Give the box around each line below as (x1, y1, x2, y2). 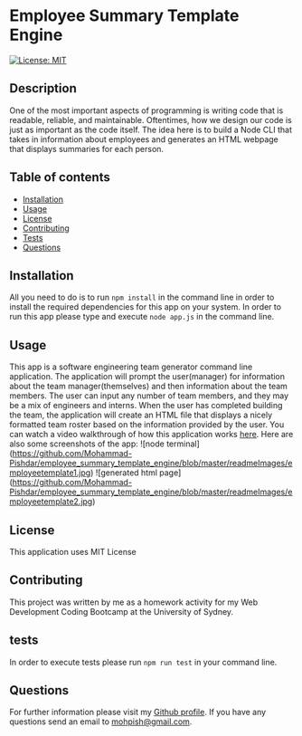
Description (9, 81, 77, 96)
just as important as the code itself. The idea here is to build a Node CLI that (9, 124, 292, 135)
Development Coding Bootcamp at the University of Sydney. (9, 606, 233, 617)
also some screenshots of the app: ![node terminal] (9, 438, 201, 449)
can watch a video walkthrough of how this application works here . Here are (9, 429, 294, 440)
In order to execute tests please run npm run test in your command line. (9, 656, 278, 667)
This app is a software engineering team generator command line (9, 361, 253, 372)
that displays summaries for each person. (9, 143, 165, 154)
